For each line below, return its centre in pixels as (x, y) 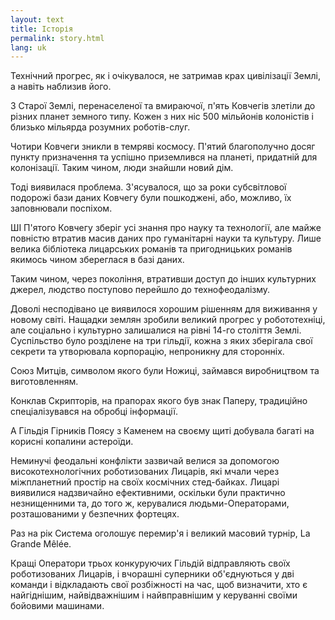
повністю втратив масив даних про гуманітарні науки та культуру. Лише (166, 238)
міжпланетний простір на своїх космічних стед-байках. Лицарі (145, 482)
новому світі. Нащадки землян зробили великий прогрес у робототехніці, (168, 320)
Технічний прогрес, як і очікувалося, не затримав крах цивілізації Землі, (165, 76)
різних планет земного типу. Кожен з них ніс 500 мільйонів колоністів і (162, 117)
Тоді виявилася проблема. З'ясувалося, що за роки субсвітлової (148, 187)
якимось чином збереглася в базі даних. (97, 260)
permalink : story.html (57, 38)
